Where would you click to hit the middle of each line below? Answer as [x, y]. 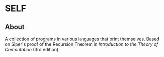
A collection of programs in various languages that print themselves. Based [82, 39]
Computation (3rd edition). [32, 49]
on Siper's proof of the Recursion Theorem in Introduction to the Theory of [82, 44]
